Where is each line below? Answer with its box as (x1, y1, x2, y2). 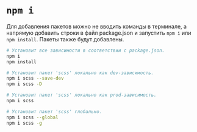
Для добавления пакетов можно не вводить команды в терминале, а (6, 23, 187, 30)
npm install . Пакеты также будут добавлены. (6, 35, 124, 43)
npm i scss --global (6, 114, 59, 120)
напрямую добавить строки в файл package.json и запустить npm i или (6, 29, 192, 36)
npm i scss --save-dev (6, 75, 64, 82)
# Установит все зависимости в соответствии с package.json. (6, 47, 165, 54)
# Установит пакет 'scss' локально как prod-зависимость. (6, 92, 157, 99)
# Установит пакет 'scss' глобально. (6, 108, 102, 114)
